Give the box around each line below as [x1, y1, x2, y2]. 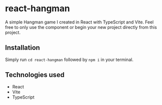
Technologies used [5, 71, 65, 79]
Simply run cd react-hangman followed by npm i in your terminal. [5, 57, 134, 63]
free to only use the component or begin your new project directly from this [5, 24, 157, 30]
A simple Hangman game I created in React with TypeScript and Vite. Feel [5, 19, 154, 25]
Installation [5, 43, 40, 52]
